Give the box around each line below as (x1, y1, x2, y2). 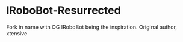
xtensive (6, 29, 28, 37)
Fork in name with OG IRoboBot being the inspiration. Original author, (6, 23, 178, 31)
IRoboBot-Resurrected (6, 4, 122, 17)
